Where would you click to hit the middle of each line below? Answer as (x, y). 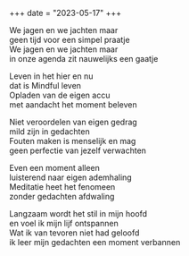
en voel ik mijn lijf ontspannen (64, 223)
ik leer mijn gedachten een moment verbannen (95, 242)
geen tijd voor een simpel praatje (70, 40)
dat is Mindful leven (45, 85)
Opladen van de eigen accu (60, 95)
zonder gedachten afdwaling (62, 196)
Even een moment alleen (55, 168)
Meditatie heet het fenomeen (62, 187)
